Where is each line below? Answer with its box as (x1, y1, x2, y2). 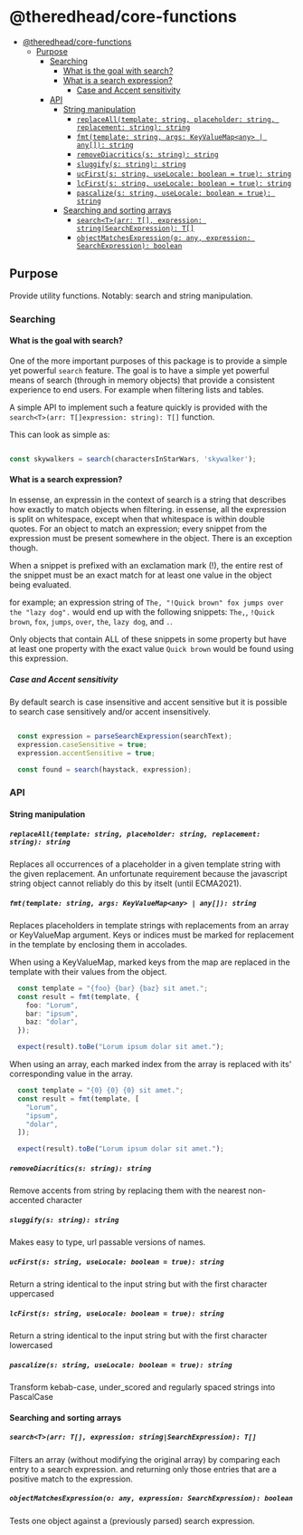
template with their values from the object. (9, 966, 167, 976)
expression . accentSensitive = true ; (17, 748, 156, 758)
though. (9, 542, 39, 553)
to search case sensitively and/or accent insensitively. (9, 705, 211, 717)
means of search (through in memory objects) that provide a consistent (9, 374, 276, 385)
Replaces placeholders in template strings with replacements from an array (9, 919, 289, 930)
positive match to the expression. (9, 1473, 134, 1484)
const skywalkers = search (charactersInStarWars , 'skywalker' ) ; (9, 454, 257, 463)
